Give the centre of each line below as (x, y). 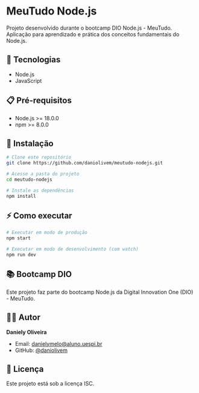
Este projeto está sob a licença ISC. (50, 384)
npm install (21, 196)
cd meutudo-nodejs (29, 180)
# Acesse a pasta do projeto (43, 174)
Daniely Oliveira (27, 332)
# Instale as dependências (40, 190)
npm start (19, 238)
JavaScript (28, 80)
